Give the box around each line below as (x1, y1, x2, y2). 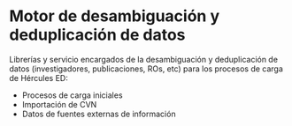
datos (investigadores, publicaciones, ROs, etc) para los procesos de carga (9, 63, 283, 74)
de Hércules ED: (9, 72, 68, 83)
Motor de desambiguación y (9, 6, 219, 26)
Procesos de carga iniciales (21, 90, 123, 100)
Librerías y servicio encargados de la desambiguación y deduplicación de (9, 54, 279, 64)
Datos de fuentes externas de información (21, 108, 176, 119)
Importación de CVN (21, 99, 97, 109)
